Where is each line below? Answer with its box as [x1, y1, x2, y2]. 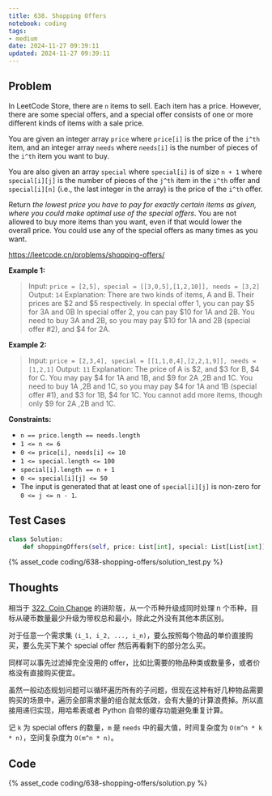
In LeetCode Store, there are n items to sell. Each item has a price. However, [8, 100, 261, 110]
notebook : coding [8, 19, 67, 28]
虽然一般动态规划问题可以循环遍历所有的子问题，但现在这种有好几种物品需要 [8, 685, 264, 695]
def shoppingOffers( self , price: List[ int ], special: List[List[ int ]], [23, 543, 270, 551]
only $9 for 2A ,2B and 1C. [28, 398, 117, 408]
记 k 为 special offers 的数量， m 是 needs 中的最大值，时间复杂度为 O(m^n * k [8, 722, 263, 733]
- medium [8, 34, 38, 43]
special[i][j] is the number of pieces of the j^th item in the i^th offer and [8, 175, 261, 185]
